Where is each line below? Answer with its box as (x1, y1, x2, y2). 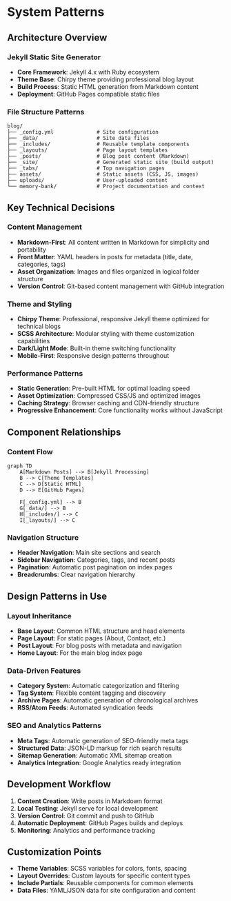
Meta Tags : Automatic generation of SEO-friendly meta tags (17, 736, 189, 745)
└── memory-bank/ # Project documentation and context (7, 183, 205, 190)
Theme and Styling (7, 299, 72, 309)
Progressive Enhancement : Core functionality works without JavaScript (17, 406, 223, 414)
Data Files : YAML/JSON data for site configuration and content (17, 887, 196, 895)
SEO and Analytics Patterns (7, 721, 102, 731)
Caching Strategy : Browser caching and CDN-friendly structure (17, 399, 200, 407)
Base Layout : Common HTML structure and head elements (17, 627, 185, 635)
